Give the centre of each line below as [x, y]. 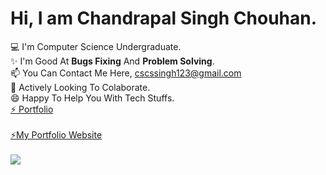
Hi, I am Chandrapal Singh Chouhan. [164, 18]
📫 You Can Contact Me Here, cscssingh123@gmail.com [126, 73]
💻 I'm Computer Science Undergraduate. [96, 46]
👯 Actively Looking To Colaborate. [80, 87]
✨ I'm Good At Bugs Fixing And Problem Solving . [112, 61]
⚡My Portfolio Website [56, 134]
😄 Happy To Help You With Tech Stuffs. [92, 98]
